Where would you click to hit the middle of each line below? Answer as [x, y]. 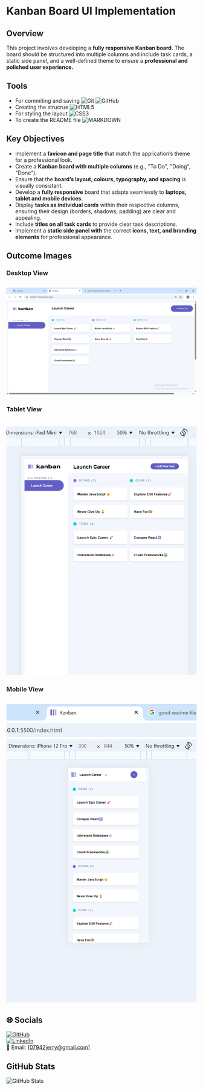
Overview [25, 34]
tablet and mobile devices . [49, 198]
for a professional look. [43, 160]
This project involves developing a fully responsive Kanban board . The [95, 48]
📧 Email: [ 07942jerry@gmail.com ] [48, 1047]
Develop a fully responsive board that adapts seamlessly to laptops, [101, 192]
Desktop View [27, 273]
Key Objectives [35, 139]
